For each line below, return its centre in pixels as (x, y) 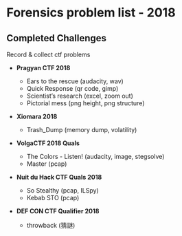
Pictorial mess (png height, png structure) (86, 103)
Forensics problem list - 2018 (91, 13)
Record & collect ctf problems (48, 54)
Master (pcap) (47, 164)
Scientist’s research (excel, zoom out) (80, 96)
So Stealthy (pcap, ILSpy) (62, 190)
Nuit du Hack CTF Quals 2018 (59, 177)
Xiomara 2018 (37, 116)
